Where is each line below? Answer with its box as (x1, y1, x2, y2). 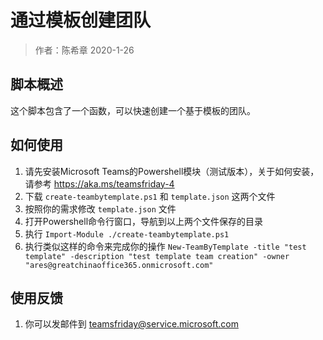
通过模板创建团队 (10, 9, 152, 32)
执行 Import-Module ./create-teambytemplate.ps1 (24, 227, 230, 240)
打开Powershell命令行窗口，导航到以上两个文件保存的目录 (24, 215, 264, 227)
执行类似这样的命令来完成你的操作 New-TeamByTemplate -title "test (24, 240, 307, 252)
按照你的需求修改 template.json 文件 (24, 202, 177, 215)
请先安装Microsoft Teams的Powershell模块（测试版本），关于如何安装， (24, 165, 320, 177)
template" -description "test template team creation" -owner (24, 251, 290, 261)
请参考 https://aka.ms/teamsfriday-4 (24, 177, 175, 190)
